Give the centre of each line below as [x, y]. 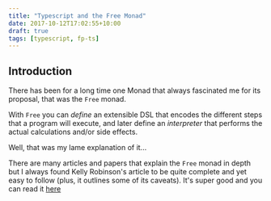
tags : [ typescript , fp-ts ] [54, 38]
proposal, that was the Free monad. [68, 99]
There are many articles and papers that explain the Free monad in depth [130, 163]
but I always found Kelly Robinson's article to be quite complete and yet [127, 172]
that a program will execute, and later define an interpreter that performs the [135, 124]
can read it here [35, 189]
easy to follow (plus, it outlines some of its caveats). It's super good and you [135, 180]
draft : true [28, 31]
